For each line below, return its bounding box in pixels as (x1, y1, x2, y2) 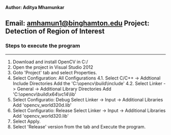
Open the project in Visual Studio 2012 (12, 64, 93, 70)
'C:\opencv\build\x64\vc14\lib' (12, 91, 76, 97)
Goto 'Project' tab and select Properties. (12, 69, 97, 75)
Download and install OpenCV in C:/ (12, 59, 88, 65)
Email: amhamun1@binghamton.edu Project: (5, 19, 150, 28)
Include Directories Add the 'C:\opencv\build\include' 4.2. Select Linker (12, 80, 163, 86)
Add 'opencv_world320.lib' (12, 113, 69, 119)
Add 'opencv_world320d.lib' (12, 102, 72, 108)
